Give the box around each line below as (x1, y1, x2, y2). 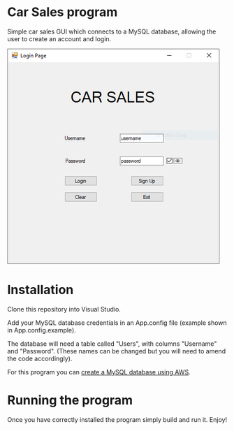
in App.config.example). (7, 326, 77, 334)
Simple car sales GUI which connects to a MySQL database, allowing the (7, 27, 217, 36)
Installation (7, 282, 74, 298)
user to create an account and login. (7, 34, 112, 43)
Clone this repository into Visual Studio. (7, 305, 121, 313)
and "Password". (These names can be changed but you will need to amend (7, 346, 226, 355)
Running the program (7, 393, 133, 409)
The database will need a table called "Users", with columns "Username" (7, 339, 217, 348)
